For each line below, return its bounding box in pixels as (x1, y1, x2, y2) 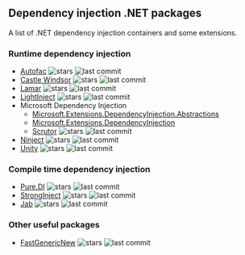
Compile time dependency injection (8, 164, 151, 175)
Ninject (19, 135, 44, 144)
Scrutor (31, 127, 58, 136)
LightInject (19, 92, 56, 102)
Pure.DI (19, 182, 46, 192)
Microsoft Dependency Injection (19, 101, 127, 111)
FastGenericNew (19, 237, 77, 247)
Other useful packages (8, 219, 101, 231)
